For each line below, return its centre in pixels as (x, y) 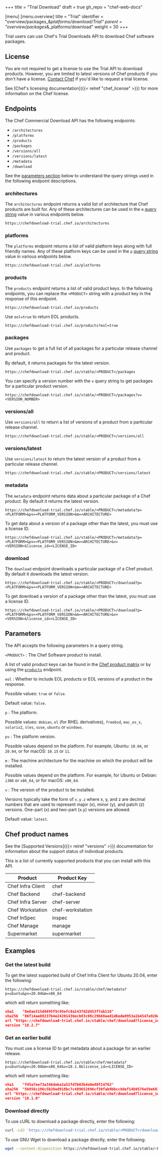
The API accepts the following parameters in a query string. (65, 645)
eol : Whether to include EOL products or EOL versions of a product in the (79, 679)
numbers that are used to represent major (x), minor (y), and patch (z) (75, 804)
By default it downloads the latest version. (47, 574)
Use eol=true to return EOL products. (42, 317)
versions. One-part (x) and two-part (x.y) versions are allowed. (68, 809)
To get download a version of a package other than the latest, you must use (81, 596)
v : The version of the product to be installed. (50, 790)
